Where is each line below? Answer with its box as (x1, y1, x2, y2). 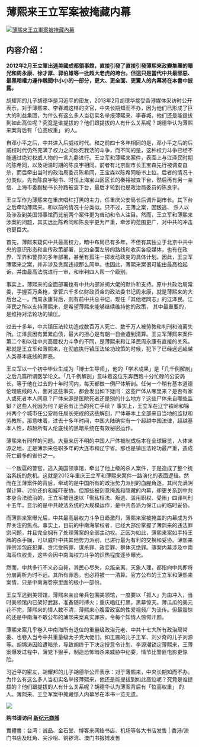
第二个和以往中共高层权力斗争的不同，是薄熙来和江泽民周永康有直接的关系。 (6, 337, 193, 344)
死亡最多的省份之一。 (6, 452, 58, 459)
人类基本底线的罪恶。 (6, 352, 58, 359)
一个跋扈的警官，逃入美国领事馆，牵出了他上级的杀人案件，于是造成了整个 (6, 464, 188, 471)
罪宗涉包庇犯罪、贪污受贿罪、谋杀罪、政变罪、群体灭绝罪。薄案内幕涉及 (6, 544, 182, 551)
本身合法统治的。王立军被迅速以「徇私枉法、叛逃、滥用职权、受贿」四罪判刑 (6, 494, 193, 501)
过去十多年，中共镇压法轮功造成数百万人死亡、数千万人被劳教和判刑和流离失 (6, 323, 193, 330)
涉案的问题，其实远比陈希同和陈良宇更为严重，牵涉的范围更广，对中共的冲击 (6, 218, 193, 225)
